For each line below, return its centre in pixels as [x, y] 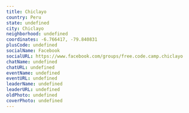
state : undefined [28, 23]
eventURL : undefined [32, 78]
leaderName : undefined [34, 84]
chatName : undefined [32, 62]
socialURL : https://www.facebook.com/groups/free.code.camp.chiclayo [95, 56]
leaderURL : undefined [33, 90]
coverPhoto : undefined [34, 100]
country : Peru [24, 17]
